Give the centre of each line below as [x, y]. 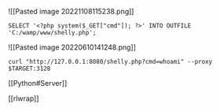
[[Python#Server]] [38, 83]
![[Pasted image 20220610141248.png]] [72, 47]
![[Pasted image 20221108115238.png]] [71, 11]
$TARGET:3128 [29, 68]
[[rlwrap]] [24, 98]
